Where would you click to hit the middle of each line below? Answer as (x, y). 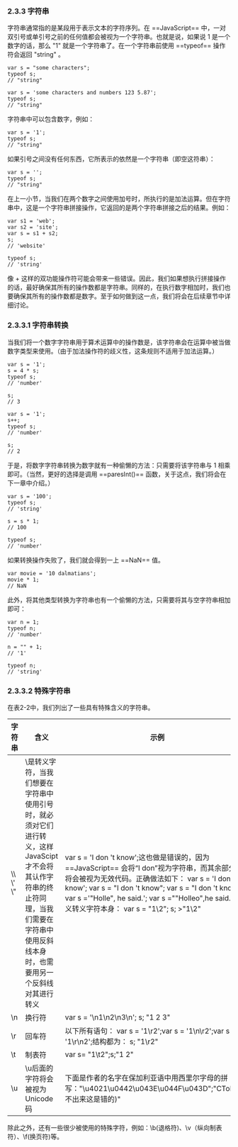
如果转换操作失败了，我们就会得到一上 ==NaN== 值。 (86, 560)
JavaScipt (42, 856)
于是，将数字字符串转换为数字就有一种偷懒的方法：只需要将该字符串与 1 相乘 (119, 465)
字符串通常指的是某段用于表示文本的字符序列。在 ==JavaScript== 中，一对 (117, 28)
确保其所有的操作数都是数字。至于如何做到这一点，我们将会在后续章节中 (119, 296)
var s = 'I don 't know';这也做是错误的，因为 (137, 857)
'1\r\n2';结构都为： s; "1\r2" (112, 1041)
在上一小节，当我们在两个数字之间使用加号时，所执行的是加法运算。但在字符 (119, 199)
